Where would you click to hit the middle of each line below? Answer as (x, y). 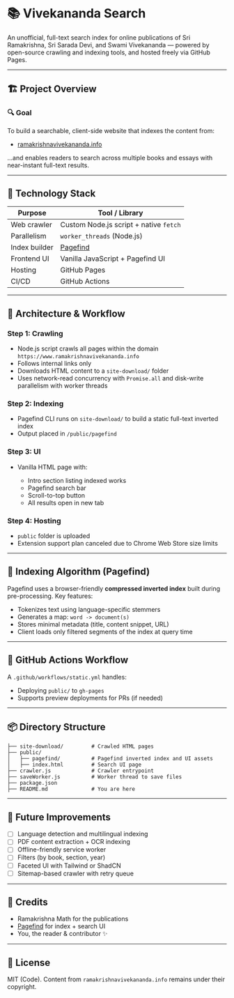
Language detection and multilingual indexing (83, 834)
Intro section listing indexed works (77, 480)
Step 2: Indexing (36, 404)
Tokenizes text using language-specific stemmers (89, 609)
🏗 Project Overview (52, 89)
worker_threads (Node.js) (101, 236)
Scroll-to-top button (56, 495)
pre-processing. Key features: (50, 596)
